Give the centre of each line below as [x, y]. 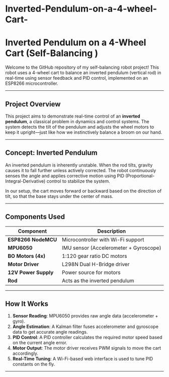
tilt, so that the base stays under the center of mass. [59, 196]
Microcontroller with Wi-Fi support [103, 239]
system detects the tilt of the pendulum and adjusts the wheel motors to [80, 127]
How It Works [27, 304]
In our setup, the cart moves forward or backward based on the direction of [83, 191]
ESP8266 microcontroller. [32, 83]
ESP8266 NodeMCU [32, 239]
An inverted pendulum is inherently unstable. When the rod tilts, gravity [79, 165]
